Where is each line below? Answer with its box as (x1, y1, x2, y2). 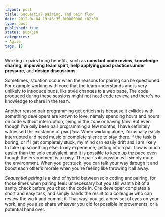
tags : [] (5, 44, 23, 49)
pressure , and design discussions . (5, 67, 77, 74)
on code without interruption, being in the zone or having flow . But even (5, 118, 151, 124)
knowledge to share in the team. (5, 98, 70, 104)
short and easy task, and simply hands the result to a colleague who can (5, 190, 152, 196)
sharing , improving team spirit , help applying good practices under (5, 62, 145, 68)
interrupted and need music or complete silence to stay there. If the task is (5, 134, 157, 140)
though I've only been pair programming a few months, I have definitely (5, 124, 150, 129)
